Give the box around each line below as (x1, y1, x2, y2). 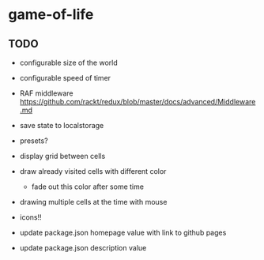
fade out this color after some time (31, 182, 145, 191)
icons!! (19, 213, 42, 222)
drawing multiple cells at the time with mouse (19, 198, 168, 206)
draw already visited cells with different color (19, 167, 167, 175)
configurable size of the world (19, 58, 119, 67)
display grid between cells (19, 152, 106, 160)
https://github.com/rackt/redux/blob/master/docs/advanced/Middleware (19, 97, 256, 106)
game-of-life (8, 6, 94, 24)
